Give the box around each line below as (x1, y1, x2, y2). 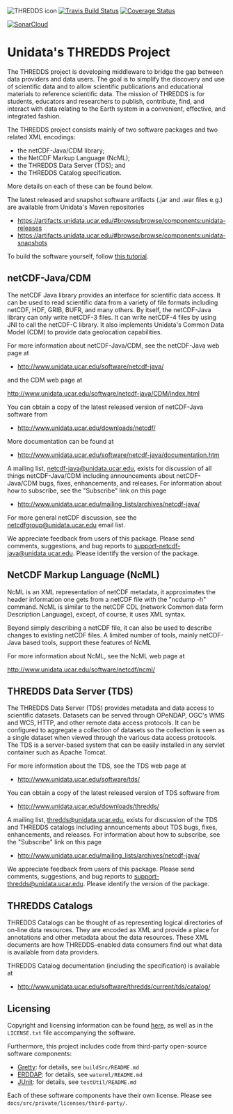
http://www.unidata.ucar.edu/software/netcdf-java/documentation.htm (17, 450, 220, 459)
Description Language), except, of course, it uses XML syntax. (7, 610, 186, 618)
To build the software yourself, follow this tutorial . (7, 252, 149, 261)
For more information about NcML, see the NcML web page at (7, 651, 186, 660)
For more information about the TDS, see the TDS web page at (7, 761, 186, 770)
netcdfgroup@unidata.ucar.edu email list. (7, 520, 125, 529)
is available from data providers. (7, 948, 99, 957)
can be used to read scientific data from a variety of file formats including (7, 298, 218, 307)
